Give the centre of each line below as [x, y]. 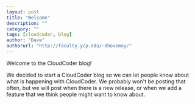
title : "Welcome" [28, 18]
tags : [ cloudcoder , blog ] [39, 35]
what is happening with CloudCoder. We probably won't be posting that [96, 81]
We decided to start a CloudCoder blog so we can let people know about [98, 75]
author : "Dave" [26, 40]
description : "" [27, 23]
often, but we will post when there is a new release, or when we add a [94, 88]
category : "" [23, 29]
